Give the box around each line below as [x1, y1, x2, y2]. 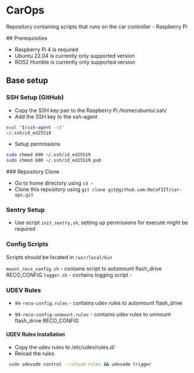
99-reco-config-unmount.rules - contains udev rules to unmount [14, 311, 171, 318]
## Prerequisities [6, 34, 48, 41]
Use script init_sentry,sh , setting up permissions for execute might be [14, 219, 189, 226]
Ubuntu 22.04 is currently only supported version [14, 52, 135, 59]
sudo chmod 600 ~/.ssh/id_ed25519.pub [6, 158, 101, 163]
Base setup [6, 76, 48, 86]
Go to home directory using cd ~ [14, 179, 94, 186]
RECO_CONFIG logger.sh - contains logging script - [6, 271, 133, 278]
